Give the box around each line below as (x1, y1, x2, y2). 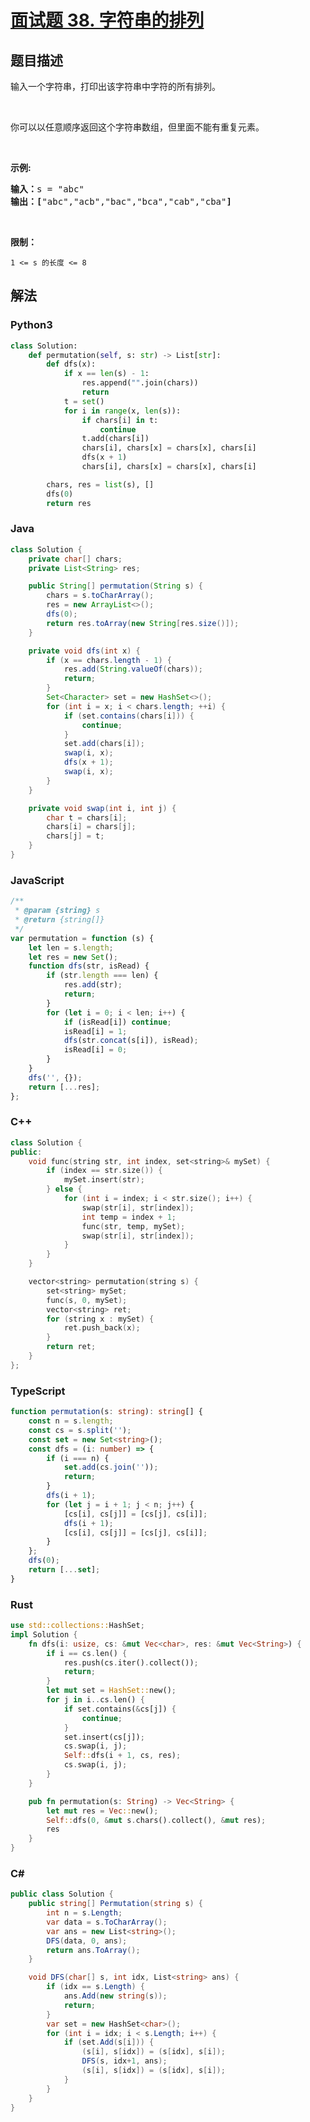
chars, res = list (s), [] (46, 479, 155, 490)
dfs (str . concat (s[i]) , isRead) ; (63, 1036, 199, 1046)
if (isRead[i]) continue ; (63, 1017, 172, 1027)
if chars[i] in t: (81, 415, 159, 425)
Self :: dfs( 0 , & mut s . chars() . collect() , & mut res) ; (46, 1815, 267, 1825)
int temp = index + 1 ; (81, 1212, 177, 1222)
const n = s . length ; (28, 1416, 114, 1426)
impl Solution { (10, 1629, 78, 1640)
